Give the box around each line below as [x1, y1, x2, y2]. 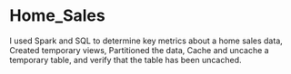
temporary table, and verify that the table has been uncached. [9, 54, 242, 65]
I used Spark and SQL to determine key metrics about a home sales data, [9, 35, 284, 46]
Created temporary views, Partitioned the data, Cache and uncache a [9, 44, 270, 55]
